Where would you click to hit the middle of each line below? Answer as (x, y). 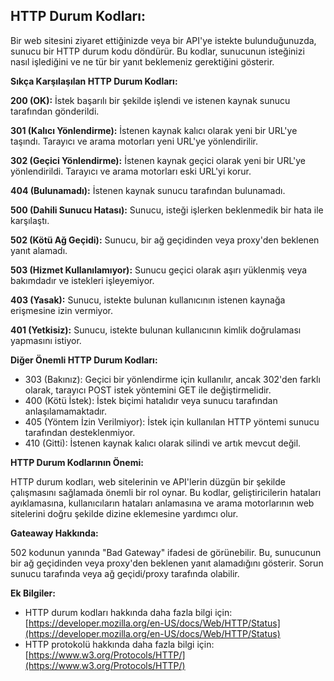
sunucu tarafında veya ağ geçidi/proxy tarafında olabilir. (125, 573)
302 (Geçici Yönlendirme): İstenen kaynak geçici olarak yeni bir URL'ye (158, 160)
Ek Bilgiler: (33, 593)
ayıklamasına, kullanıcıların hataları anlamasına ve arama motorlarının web (162, 503)
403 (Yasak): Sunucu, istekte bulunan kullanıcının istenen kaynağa (148, 300)
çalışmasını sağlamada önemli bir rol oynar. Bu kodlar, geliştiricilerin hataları (166, 492)
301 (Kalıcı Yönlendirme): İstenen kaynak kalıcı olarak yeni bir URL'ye (154, 130)
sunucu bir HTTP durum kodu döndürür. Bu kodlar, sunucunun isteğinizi (157, 51)
